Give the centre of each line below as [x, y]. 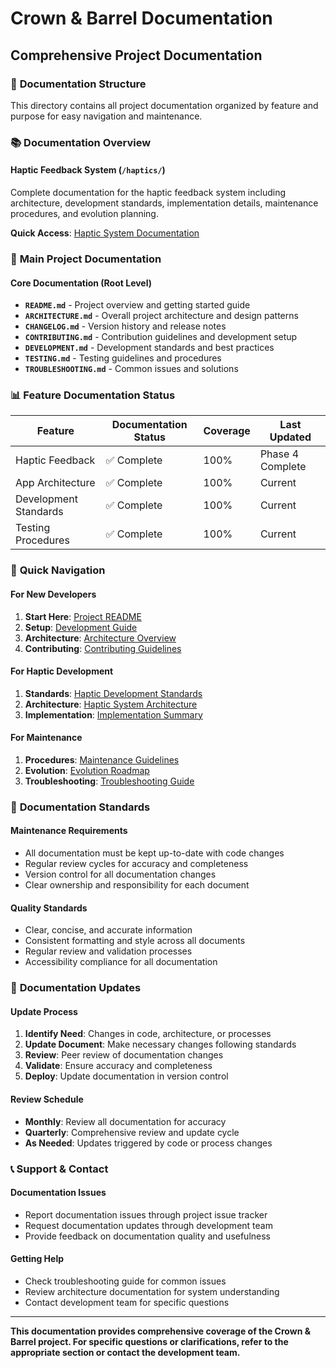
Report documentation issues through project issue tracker [146, 1214]
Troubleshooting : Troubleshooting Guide [109, 781]
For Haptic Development [62, 671]
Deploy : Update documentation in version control [126, 1076]
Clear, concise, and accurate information [108, 930]
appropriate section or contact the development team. [125, 1352]
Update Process [44, 1011]
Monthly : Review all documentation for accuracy [125, 1121]
